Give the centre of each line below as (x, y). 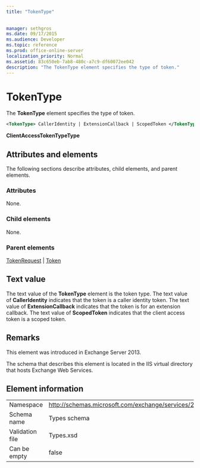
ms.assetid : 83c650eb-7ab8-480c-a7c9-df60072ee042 (70, 61)
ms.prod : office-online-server (45, 51)
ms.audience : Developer (36, 39)
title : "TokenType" (30, 12)
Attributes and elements (52, 154)
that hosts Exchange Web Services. (50, 370)
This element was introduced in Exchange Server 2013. (74, 352)
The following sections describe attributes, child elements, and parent (92, 169)
